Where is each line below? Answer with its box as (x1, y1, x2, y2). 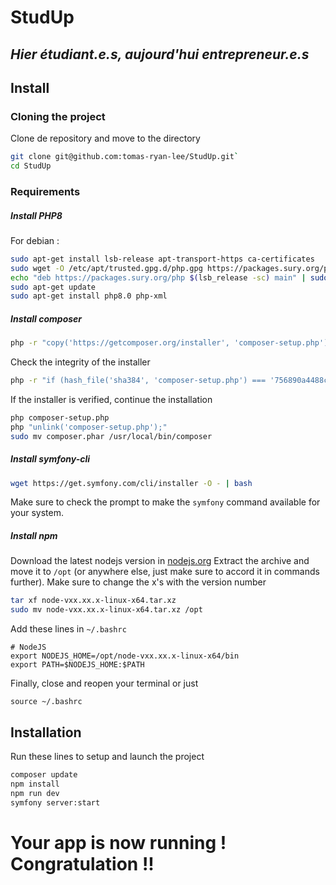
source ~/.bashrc (10, 697, 83, 707)
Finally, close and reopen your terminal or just (10, 677, 199, 690)
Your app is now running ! (10, 831, 227, 854)
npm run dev (10, 788, 60, 798)
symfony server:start (10, 797, 101, 808)
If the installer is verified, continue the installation (10, 394, 213, 405)
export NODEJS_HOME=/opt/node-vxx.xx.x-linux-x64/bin (10, 651, 240, 661)
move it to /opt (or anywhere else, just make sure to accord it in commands (10, 566, 320, 578)
